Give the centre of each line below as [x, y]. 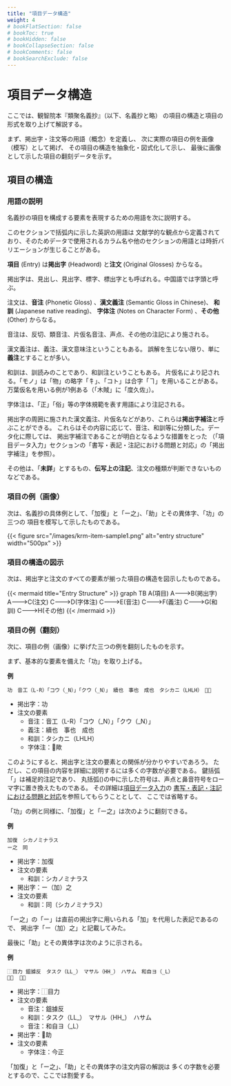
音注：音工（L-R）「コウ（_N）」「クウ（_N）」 [91, 721]
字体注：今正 [46, 1052]
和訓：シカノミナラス [58, 878]
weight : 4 [21, 20]
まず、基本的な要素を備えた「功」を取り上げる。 [77, 661]
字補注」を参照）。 [33, 454]
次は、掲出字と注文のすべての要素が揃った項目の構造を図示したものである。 [115, 578]
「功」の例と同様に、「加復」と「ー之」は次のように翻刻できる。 [99, 811]
